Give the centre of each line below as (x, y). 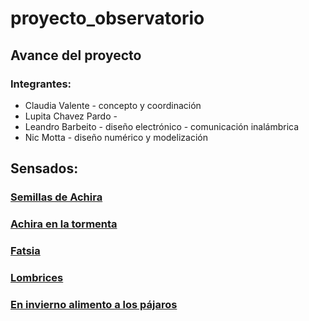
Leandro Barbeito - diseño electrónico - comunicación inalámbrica (162, 126)
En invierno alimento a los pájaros (94, 304)
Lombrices (37, 277)
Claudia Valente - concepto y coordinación (113, 105)
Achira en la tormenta (64, 224)
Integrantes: (41, 84)
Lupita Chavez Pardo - (71, 116)
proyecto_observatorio (107, 18)
